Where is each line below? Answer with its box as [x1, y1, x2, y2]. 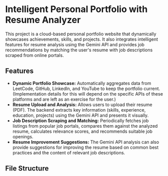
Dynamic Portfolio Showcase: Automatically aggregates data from [12, 80, 152, 86]
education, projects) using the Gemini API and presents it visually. [12, 112, 149, 118]
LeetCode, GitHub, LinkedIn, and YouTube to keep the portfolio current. [12, 85, 160, 92]
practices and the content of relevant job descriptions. [12, 149, 125, 155]
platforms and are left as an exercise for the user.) [12, 96, 116, 102]
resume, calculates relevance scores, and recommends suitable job [12, 128, 152, 134]
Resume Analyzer [5, 14, 81, 26]
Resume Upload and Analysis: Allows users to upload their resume [12, 102, 152, 108]
